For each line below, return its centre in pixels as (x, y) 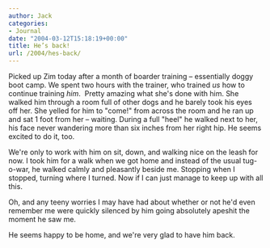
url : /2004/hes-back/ (45, 53)
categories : (28, 23)
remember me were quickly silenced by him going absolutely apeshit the (129, 210)
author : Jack (30, 16)
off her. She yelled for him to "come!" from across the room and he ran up (131, 111)
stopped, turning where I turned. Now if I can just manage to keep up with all (136, 178)
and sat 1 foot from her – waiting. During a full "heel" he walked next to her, (133, 119)
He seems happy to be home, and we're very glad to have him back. (122, 235)
